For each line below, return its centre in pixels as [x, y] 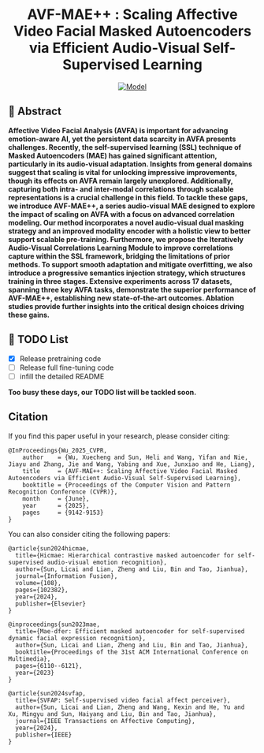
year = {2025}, [56, 505]
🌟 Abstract [35, 112]
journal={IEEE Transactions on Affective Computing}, [105, 721]
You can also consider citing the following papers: [89, 534]
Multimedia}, [30, 659]
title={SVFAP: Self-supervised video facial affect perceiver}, [123, 700]
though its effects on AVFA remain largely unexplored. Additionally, [121, 181]
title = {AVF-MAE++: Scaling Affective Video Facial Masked [130, 471]
